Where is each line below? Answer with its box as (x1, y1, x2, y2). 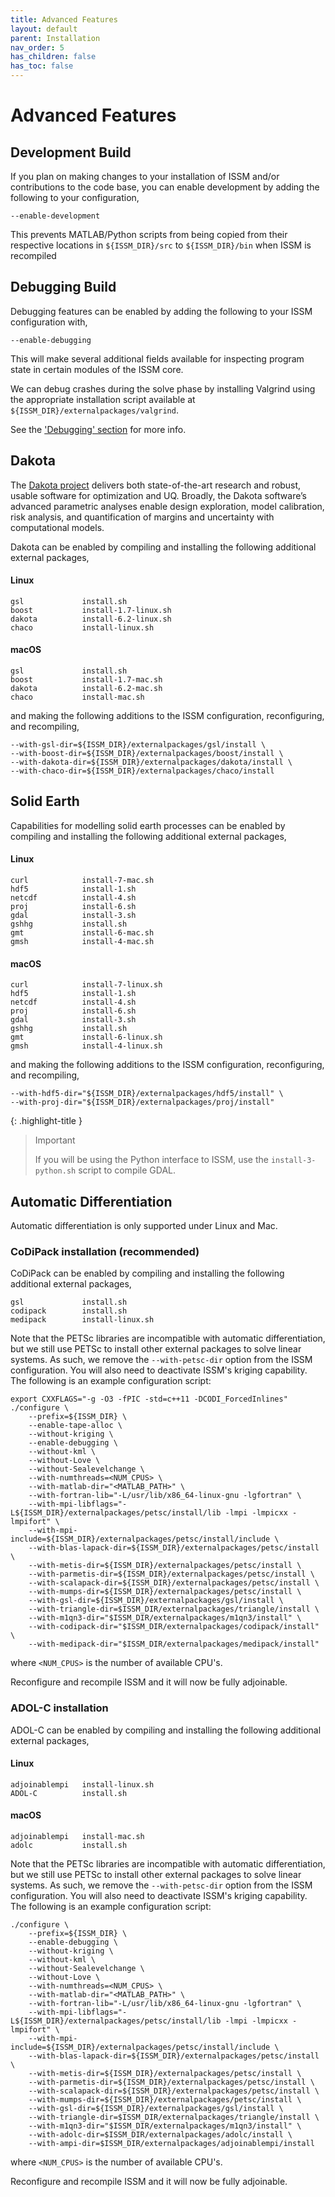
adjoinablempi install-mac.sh (10, 1832, 145, 1842)
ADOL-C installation (10, 1701, 109, 1715)
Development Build (10, 144, 132, 161)
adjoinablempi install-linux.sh (10, 1779, 155, 1790)
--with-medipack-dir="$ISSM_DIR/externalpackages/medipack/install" (28, 1639, 320, 1650)
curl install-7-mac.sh (10, 876, 155, 886)
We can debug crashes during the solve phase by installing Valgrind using (10, 382, 316, 395)
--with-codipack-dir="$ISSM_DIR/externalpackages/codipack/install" (28, 1622, 320, 1632)
